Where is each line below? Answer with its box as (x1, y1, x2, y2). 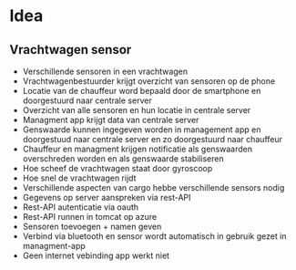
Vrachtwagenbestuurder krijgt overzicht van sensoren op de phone (22, 76, 276, 87)
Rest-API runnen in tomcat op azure (22, 212, 158, 222)
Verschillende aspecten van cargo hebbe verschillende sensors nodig (22, 182, 285, 192)
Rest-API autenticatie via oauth (22, 202, 139, 213)
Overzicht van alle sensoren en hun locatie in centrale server (22, 105, 251, 115)
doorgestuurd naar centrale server (22, 95, 152, 106)
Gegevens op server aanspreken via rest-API (22, 192, 191, 202)
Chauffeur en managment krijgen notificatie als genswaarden (22, 143, 253, 154)
